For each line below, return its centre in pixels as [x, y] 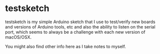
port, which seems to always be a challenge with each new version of [75, 32]
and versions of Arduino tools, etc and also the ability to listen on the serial [80, 27]
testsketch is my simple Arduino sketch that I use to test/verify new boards [80, 22]
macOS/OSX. [18, 37]
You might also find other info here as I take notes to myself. [66, 46]
